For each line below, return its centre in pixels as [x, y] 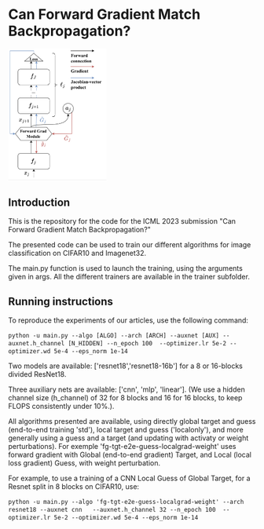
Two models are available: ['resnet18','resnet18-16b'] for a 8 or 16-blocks [126, 366]
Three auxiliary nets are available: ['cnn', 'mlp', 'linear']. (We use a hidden [126, 389]
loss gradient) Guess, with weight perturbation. [84, 463]
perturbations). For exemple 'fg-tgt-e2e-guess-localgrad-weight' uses [122, 446]
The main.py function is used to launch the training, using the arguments [126, 268]
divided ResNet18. [37, 374]
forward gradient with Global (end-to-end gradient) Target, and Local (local [130, 454]
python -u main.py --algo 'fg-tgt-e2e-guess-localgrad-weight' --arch [126, 502]
